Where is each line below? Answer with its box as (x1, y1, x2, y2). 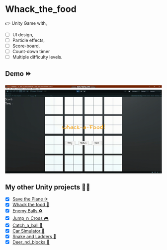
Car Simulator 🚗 (12, 228, 45, 234)
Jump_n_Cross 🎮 (12, 215, 49, 221)
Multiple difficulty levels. (12, 54, 63, 60)
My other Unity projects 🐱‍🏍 (5, 183, 90, 191)
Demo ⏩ (5, 69, 31, 78)
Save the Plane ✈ (12, 196, 48, 202)
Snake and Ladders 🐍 (12, 233, 56, 239)
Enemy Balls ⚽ (12, 207, 43, 214)
